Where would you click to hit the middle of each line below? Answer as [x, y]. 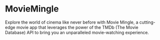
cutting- [147, 22]
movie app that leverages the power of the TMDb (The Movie [77, 27]
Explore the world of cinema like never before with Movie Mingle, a [72, 22]
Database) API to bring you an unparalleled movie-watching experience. [77, 32]
